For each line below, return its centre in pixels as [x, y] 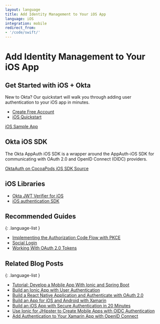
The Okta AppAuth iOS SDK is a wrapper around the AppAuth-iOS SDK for [80, 154]
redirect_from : [21, 28]
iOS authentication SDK [36, 201]
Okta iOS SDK [26, 142]
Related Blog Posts [34, 263]
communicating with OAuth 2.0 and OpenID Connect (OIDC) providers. [76, 159]
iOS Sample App [22, 126]
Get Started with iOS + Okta [48, 85]
